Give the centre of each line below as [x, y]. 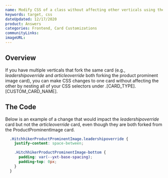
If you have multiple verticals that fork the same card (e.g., [65, 70]
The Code [21, 107]
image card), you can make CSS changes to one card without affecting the [82, 80]
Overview [21, 58]
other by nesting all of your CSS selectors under [55, 86]
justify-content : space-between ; [49, 143]
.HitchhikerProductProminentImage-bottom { [60, 152]
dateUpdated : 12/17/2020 [31, 19]
